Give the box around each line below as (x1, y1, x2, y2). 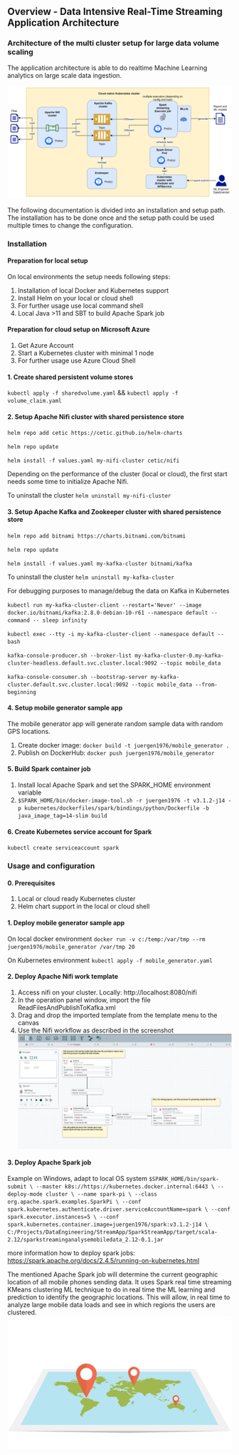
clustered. (7, 1308, 37, 1316)
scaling (7, 47, 33, 57)
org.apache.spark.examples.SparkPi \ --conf (7, 1198, 142, 1205)
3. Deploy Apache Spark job (7, 1158, 92, 1167)
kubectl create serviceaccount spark (7, 845, 119, 852)
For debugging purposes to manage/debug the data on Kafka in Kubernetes (7, 586, 230, 595)
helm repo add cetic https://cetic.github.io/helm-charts (7, 430, 183, 437)
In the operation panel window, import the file (17, 995, 151, 1004)
